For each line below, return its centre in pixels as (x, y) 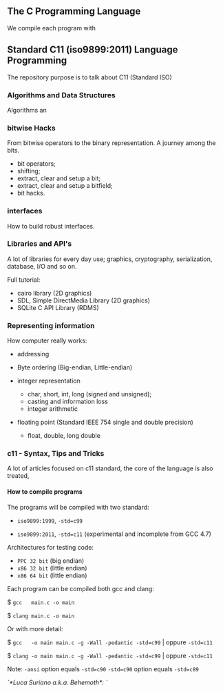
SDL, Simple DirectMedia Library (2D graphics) (83, 300)
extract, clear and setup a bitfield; (65, 186)
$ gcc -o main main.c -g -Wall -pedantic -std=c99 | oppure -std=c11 (110, 642)
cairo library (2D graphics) (54, 293)
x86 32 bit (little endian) (52, 568)
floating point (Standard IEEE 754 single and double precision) (105, 422)
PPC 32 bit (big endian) (51, 560)
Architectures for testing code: (51, 547)
